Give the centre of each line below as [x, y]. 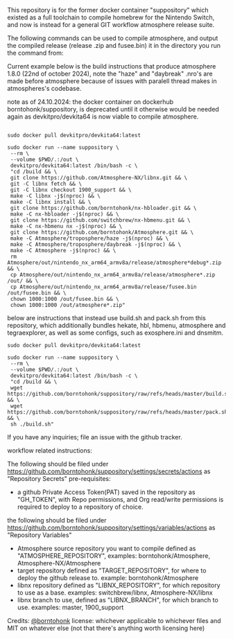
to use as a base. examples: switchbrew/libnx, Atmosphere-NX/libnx [115, 593]
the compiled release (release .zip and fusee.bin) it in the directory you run [114, 45]
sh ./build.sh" [32, 424]
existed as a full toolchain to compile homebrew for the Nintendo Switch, [111, 17]
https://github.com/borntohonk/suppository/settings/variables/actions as [111, 527]
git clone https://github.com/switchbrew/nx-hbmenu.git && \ [100, 220]
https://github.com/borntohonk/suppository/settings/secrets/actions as [109, 471]
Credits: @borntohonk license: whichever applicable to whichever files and [114, 621]
